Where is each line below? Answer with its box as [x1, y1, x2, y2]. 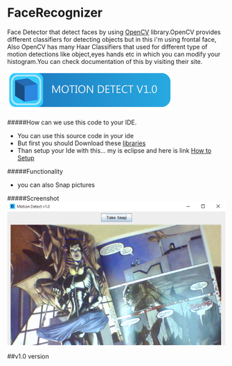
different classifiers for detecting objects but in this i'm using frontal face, [7, 35, 217, 43]
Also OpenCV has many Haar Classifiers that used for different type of [7, 42, 208, 51]
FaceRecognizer [7, 5, 103, 21]
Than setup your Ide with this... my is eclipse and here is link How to [17, 146, 212, 154]
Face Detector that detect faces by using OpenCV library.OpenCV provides [7, 28, 222, 36]
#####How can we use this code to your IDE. [7, 118, 137, 126]
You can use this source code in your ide [17, 131, 134, 140]
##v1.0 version [7, 352, 50, 360]
